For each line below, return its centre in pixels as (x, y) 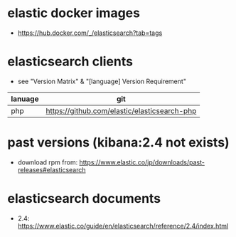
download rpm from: (48, 162)
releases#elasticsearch (52, 169)
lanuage (25, 99)
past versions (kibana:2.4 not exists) (118, 143)
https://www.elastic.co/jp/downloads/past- (142, 162)
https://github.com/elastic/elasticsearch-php (121, 110)
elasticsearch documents (84, 199)
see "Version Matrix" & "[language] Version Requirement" (102, 81)
